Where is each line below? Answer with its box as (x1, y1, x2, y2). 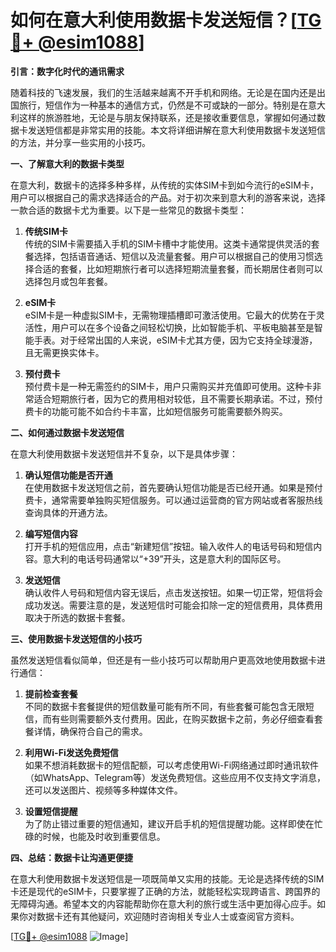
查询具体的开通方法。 (24, 506, 113, 518)
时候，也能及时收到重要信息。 (42, 830, 166, 842)
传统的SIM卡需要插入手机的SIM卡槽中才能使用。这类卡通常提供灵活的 (24, 237, 312, 250)
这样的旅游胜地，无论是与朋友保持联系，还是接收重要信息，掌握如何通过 (18, 111, 317, 123)
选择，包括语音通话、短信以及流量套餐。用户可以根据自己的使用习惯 (33, 250, 315, 262)
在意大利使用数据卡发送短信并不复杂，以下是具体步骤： (10, 447, 238, 460)
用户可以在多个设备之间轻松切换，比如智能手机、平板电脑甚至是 (51, 321, 315, 333)
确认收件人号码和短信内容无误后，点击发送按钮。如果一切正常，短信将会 (24, 586, 323, 598)
